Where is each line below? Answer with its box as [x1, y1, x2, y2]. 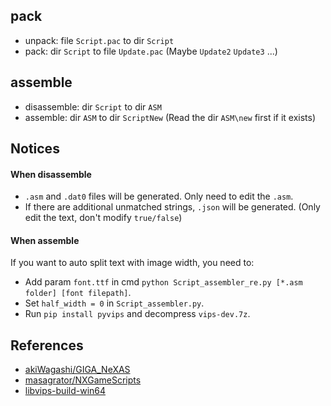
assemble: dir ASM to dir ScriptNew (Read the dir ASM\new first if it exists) [24, 111, 317, 123]
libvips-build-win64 [24, 385, 107, 397]
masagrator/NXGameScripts [24, 374, 142, 386]
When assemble [10, 234, 80, 246]
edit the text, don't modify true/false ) [24, 212, 183, 224]
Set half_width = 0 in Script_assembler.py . [24, 297, 205, 309]
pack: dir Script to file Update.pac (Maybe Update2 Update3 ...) [24, 45, 278, 57]
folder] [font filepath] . [24, 287, 132, 299]
